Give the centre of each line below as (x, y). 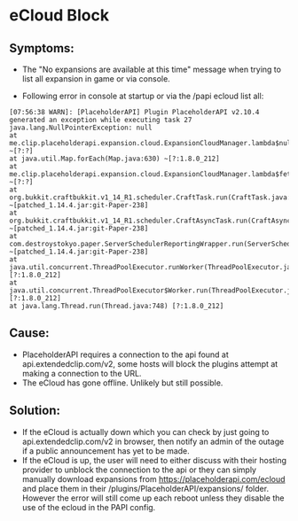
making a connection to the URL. (82, 373)
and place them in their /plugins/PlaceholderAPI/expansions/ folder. (145, 488)
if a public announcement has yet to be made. (106, 451)
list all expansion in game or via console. (96, 79)
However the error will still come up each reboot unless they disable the (153, 498)
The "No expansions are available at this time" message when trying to (152, 69)
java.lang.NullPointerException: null (81, 128)
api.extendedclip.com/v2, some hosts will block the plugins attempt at (150, 363)
